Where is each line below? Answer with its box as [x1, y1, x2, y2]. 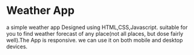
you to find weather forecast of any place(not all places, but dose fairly [6, 30, 184, 37]
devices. [6, 43, 28, 50]
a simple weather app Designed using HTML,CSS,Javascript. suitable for [6, 24, 188, 31]
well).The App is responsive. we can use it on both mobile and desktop [6, 36, 183, 44]
